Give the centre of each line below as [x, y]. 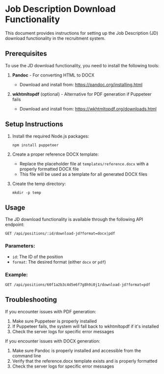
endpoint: [15, 225]
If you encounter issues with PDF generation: [51, 311]
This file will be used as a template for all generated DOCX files [83, 174]
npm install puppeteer [35, 145]
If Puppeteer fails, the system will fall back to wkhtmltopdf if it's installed [85, 326]
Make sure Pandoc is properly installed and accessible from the [77, 350]
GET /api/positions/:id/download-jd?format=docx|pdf [60, 234]
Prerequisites [26, 54]
